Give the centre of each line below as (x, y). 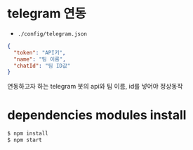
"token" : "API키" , (40, 52)
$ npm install (28, 134)
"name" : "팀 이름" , (40, 59)
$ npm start (25, 140)
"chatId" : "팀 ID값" (42, 66)
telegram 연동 (47, 14)
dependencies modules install (97, 115)
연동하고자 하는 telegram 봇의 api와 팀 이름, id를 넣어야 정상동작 (95, 87)
